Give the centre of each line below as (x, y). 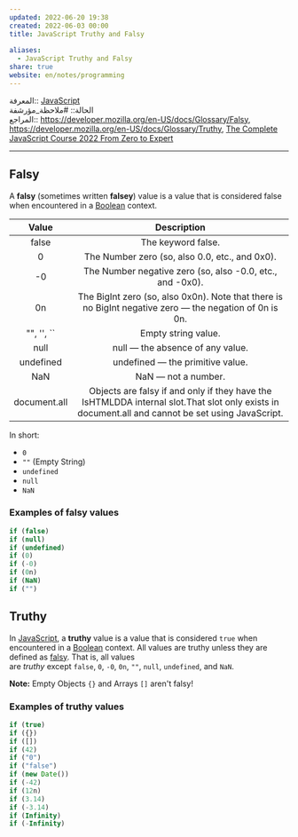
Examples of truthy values (67, 707)
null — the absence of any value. (180, 347)
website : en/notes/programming (67, 75)
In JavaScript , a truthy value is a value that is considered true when (133, 638)
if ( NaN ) (25, 581)
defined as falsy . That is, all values (72, 657)
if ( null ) (27, 539)
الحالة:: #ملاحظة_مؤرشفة (51, 110)
